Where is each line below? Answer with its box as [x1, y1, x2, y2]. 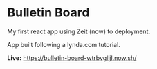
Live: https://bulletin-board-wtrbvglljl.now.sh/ [7, 53, 137, 62]
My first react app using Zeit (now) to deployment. [7, 27, 151, 36]
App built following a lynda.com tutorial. [7, 40, 121, 49]
